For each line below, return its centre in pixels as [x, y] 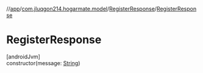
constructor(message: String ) [43, 63]
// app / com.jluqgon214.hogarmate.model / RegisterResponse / [82, 9]
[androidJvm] [23, 57]
